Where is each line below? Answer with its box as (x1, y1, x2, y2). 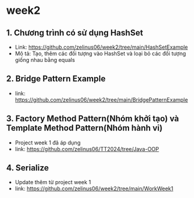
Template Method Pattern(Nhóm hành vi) (6, 123, 163, 133)
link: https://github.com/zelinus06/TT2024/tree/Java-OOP (14, 145, 159, 152)
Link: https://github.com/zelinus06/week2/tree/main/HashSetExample (14, 43, 188, 51)
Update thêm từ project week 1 (14, 179, 91, 186)
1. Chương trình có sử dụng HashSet (6, 28, 144, 38)
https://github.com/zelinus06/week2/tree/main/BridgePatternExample (14, 96, 188, 103)
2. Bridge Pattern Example (6, 73, 106, 84)
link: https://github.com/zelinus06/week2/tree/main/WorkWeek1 (14, 185, 174, 193)
